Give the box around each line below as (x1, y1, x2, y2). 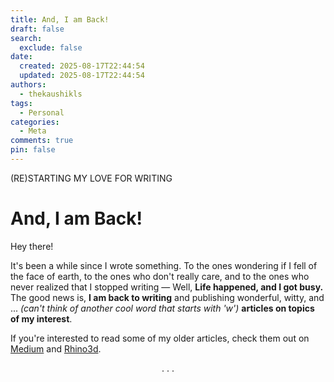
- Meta (19, 126, 47, 136)
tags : (10, 98, 33, 108)
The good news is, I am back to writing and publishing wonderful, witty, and (10, 291, 325, 303)
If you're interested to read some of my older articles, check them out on (10, 332, 310, 344)
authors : (10, 80, 47, 90)
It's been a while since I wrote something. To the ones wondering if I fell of (10, 259, 318, 271)
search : (10, 33, 43, 43)
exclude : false (19, 42, 83, 53)
